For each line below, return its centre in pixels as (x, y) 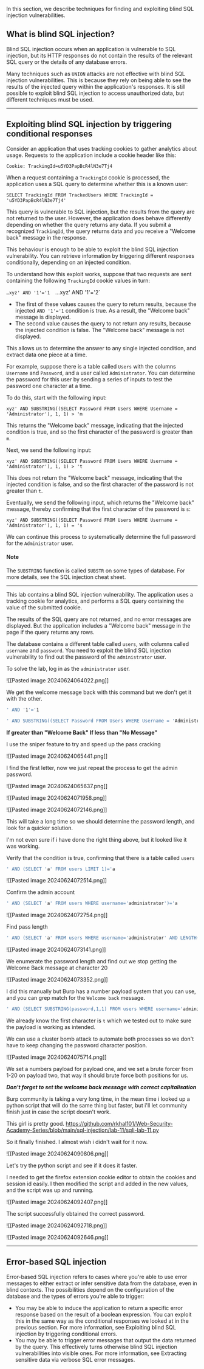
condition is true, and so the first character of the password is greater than (100, 432)
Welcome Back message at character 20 (57, 968)
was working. (23, 846)
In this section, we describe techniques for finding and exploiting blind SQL (100, 9)
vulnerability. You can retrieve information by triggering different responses (100, 255)
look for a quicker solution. (40, 828)
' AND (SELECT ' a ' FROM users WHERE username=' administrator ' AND (92, 938)
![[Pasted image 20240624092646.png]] (58, 1238)
